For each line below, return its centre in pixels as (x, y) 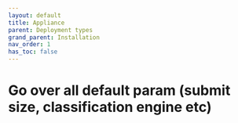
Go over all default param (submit (119, 90)
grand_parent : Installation (54, 37)
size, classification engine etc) (110, 107)
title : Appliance (37, 23)
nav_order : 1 (29, 45)
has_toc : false (33, 52)
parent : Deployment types (50, 30)
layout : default (35, 15)
